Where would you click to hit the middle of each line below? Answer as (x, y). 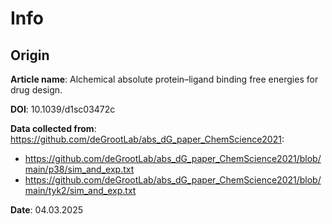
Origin (30, 55)
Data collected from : (53, 128)
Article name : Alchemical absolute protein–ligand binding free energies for (164, 79)
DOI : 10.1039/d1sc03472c (63, 109)
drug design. (36, 90)
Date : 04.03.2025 (47, 210)
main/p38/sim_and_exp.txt (79, 169)
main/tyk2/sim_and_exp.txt (80, 190)
